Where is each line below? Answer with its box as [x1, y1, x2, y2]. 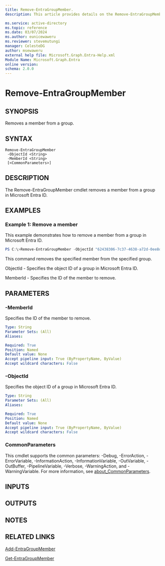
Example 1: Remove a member [5, 221, 78, 228]
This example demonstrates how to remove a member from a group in [5, 232, 146, 238]
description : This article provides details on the [5, 12, 113, 17]
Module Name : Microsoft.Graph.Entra [5, 57, 80, 62]
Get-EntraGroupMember [5, 555, 55, 561]
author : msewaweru [5, 48, 43, 53]
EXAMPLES [5, 206, 41, 215]
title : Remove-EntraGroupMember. [5, 7, 74, 12]
